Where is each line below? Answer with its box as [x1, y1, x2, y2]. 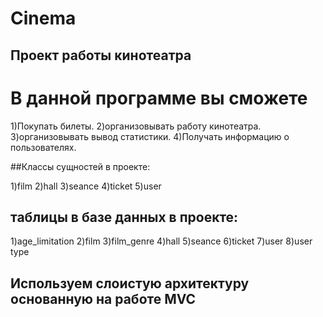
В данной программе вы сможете [10, 87, 308, 109]
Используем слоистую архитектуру [10, 275, 250, 292]
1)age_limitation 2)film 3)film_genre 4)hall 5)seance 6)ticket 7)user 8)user [10, 235, 313, 247]
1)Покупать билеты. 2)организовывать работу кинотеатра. [10, 120, 262, 132]
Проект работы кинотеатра [10, 47, 192, 64]
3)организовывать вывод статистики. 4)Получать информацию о [10, 130, 290, 142]
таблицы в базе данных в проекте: [10, 208, 239, 226]
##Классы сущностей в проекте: [10, 160, 151, 172]
